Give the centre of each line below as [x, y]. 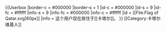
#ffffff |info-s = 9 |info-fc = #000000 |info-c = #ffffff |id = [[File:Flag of [86, 13]
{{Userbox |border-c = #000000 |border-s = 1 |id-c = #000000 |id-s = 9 [79, 8]
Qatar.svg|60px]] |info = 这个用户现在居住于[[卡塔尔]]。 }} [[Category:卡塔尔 [83, 18]
